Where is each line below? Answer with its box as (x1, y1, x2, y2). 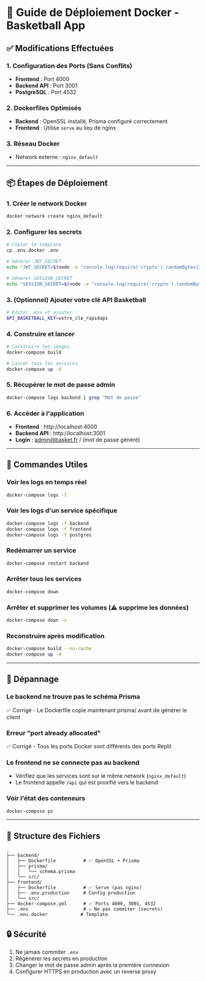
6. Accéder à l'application (6, 409, 85, 417)
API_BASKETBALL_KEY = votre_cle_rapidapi (6, 315, 109, 321)
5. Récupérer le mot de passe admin (6, 381, 115, 389)
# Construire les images (6, 343, 70, 349)
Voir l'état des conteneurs (6, 794, 86, 803)
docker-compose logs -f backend (6, 520, 89, 527)
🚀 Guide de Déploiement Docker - (6, 6, 180, 20)
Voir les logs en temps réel (6, 478, 87, 487)
